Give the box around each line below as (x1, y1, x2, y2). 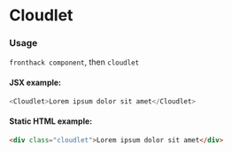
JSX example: (9, 77, 62, 88)
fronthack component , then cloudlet (9, 57, 140, 67)
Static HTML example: (9, 116, 93, 126)
